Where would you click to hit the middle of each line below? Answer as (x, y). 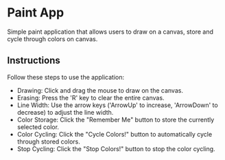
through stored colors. (48, 141)
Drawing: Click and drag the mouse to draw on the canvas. (100, 90)
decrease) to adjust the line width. (65, 112)
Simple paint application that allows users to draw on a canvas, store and (110, 32)
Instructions (34, 61)
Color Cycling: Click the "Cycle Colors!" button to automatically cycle (115, 134)
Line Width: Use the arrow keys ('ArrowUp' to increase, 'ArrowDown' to (117, 105)
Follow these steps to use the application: (66, 77)
